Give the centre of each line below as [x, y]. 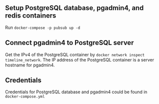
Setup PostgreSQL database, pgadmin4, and [74, 8]
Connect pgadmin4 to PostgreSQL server [69, 43]
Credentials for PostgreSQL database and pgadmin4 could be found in [76, 92]
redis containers [31, 16]
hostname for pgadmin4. [30, 65]
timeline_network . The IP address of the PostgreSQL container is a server [80, 60]
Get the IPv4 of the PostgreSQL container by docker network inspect [75, 54]
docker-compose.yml [25, 97]
